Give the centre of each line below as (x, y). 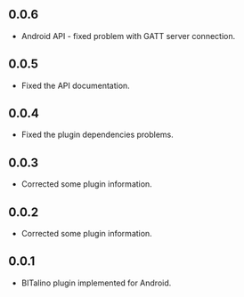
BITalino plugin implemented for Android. (96, 283)
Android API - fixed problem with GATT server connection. (128, 36)
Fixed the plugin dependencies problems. (98, 135)
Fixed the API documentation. (75, 85)
